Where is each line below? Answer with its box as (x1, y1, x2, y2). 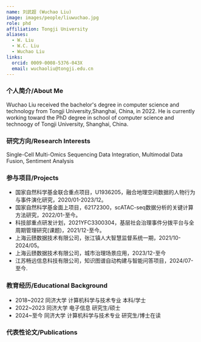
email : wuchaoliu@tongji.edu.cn (12, 65, 94, 72)
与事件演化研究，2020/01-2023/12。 (15, 196, 107, 204)
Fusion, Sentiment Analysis (6, 157, 74, 164)
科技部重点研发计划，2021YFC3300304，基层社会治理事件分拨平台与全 (15, 219, 194, 226)
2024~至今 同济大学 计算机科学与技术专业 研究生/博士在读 (15, 312, 161, 319)
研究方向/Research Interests (6, 136, 91, 145)
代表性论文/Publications (6, 328, 78, 337)
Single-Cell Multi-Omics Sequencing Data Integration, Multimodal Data (6, 150, 183, 158)
